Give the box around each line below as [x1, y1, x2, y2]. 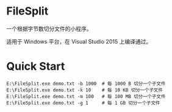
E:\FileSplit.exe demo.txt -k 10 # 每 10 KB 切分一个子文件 [6, 87, 163, 93]
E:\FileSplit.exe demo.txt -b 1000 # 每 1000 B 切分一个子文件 [6, 81, 166, 87]
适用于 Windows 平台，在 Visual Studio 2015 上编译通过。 [6, 38, 152, 45]
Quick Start [6, 59, 65, 73]
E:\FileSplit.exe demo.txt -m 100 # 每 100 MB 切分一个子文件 [6, 93, 166, 99]
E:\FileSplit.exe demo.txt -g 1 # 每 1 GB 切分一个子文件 [6, 100, 160, 106]
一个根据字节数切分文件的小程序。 [6, 25, 92, 32]
